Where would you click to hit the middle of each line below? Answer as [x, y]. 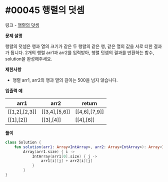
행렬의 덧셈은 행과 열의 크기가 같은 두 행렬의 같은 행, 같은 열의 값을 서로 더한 [79, 46]
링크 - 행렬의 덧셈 [22, 25]
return [89, 103]
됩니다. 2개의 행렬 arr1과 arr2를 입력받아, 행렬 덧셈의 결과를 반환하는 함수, [82, 52]
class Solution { [23, 142]
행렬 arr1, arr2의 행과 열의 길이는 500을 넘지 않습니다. [65, 80]
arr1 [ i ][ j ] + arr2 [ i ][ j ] [67, 161]
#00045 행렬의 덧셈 [45, 10]
